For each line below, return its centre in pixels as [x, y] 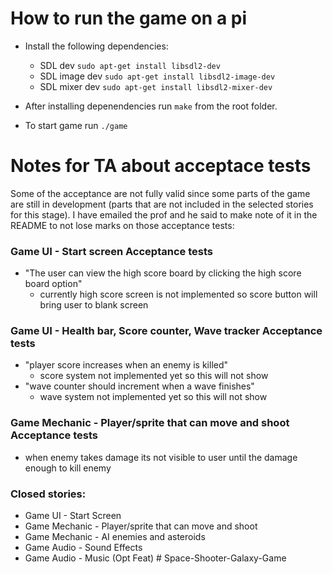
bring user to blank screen [94, 305]
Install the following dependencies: [96, 46]
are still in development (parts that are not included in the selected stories [162, 204]
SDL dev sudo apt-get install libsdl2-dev [130, 65]
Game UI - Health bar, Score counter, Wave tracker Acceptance [166, 331]
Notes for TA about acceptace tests [161, 166]
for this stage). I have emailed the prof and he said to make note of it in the [164, 214]
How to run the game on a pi [129, 18]
